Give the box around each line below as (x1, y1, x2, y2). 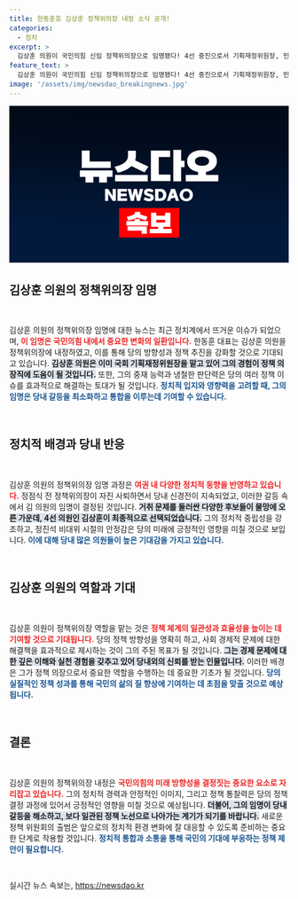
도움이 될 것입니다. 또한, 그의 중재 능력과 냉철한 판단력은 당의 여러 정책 (32, 369, 276, 380)
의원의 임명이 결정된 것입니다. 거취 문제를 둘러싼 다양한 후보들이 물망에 (35, 501, 278, 512)
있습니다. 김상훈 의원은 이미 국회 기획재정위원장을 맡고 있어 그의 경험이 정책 (18, 358, 276, 369)
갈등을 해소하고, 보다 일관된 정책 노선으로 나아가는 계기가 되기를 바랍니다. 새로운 (9, 810, 284, 821)
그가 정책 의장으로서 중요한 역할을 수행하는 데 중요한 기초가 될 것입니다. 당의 (18, 667, 281, 677)
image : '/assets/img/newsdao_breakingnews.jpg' (9, 80, 189, 89)
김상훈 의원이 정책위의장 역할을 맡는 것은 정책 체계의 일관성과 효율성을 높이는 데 (9, 622, 282, 633)
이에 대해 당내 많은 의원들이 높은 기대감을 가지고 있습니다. (27, 535, 224, 545)
